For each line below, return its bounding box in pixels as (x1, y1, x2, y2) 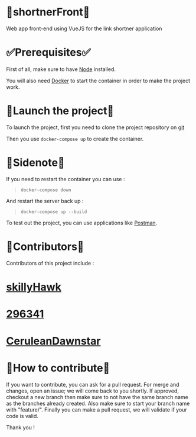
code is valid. (6, 413, 38, 420)
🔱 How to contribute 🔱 (6, 361, 110, 375)
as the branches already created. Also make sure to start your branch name (6, 400, 190, 407)
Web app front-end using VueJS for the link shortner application (6, 25, 162, 32)
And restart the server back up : (6, 197, 84, 204)
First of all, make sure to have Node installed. (6, 65, 116, 73)
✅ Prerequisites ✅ (6, 46, 91, 59)
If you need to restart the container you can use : (6, 175, 125, 182)
